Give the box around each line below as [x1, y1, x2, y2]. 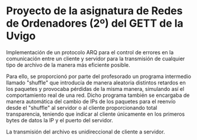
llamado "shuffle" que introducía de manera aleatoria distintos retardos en [6, 79, 186, 86]
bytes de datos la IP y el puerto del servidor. [6, 116, 113, 123]
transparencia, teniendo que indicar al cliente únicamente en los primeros [6, 110, 185, 118]
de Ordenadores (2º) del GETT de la [6, 17, 184, 30]
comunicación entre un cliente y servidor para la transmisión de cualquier [6, 55, 185, 62]
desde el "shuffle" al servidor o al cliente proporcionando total [6, 104, 157, 111]
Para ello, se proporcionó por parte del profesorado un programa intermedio [6, 73, 192, 80]
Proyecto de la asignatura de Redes [6, 4, 183, 18]
